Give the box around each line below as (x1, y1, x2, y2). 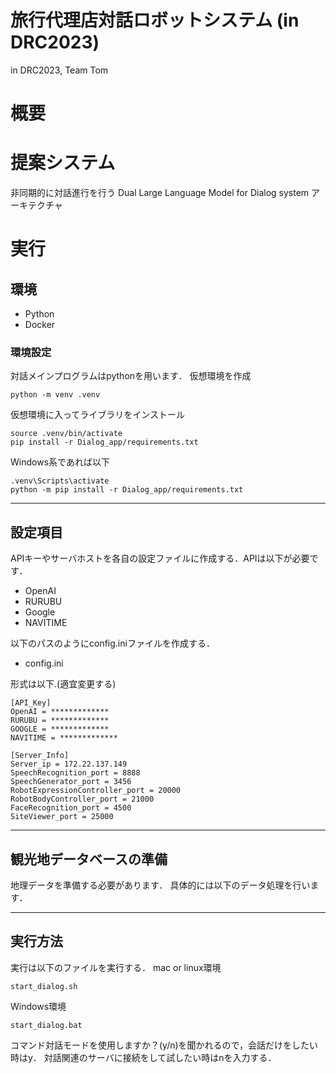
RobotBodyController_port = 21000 (10, 794, 155, 805)
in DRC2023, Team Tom (10, 64, 109, 76)
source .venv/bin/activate (10, 429, 123, 439)
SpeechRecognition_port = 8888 (10, 768, 141, 778)
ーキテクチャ (10, 199, 63, 211)
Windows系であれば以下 (10, 456, 110, 468)
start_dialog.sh (10, 981, 78, 991)
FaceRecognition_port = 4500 (10, 803, 132, 813)
